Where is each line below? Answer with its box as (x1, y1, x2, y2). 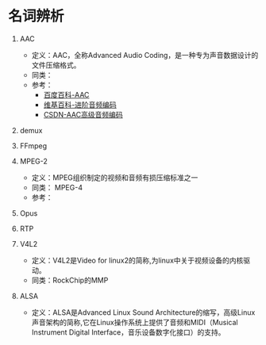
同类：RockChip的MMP (31, 275, 109, 285)
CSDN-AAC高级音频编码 (43, 109, 123, 119)
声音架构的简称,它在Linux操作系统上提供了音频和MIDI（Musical (31, 317, 238, 327)
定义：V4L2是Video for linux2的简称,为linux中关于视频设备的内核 (31, 255, 244, 265)
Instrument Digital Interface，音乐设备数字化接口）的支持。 (31, 327, 226, 337)
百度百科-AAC (43, 90, 90, 99)
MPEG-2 (19, 156, 48, 166)
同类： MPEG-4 (31, 182, 83, 192)
